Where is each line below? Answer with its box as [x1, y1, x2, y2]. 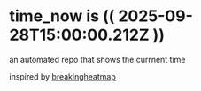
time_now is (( [9, 6, 115, 27]
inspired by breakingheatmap [9, 71, 117, 81]
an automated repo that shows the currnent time [9, 54, 186, 64]
